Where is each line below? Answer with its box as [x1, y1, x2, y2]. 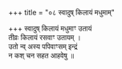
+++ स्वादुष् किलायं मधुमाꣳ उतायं [8, 24, 92, 33]
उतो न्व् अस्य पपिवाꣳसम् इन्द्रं [8, 42, 78, 51]
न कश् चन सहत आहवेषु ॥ [8, 51, 75, 60]
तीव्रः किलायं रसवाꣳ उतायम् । [8, 33, 82, 42]
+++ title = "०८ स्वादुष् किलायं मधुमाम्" [8, 8, 115, 17]
